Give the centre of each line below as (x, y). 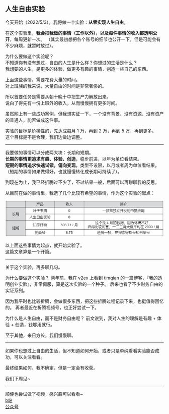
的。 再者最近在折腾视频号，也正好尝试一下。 (52, 307)
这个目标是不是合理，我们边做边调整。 (45, 137)
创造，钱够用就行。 (35, 324)
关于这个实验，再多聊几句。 (34, 267)
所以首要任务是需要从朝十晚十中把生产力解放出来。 (58, 96)
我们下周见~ (18, 378)
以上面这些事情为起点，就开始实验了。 (45, 245)
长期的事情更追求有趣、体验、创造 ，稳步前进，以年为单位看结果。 (73, 159)
